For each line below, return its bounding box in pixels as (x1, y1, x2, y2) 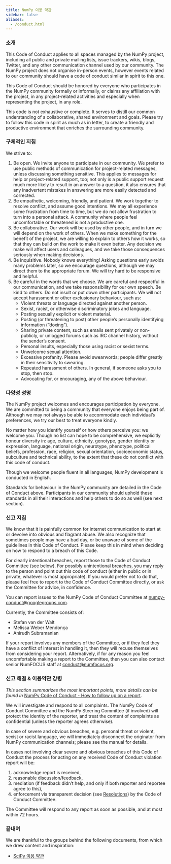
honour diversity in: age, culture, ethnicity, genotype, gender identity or (6, 438, 155, 444)
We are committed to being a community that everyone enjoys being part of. (6, 406, 165, 412)
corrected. (13, 192, 36, 198)
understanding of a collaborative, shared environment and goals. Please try (6, 114, 163, 120)
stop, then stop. (20, 370, 54, 376)
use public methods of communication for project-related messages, (13, 165, 157, 171)
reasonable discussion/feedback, (13, 775, 83, 781)
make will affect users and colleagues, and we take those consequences (13, 246, 165, 252)
